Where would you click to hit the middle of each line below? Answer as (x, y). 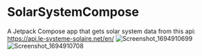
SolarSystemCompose (73, 12)
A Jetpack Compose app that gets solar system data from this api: (101, 31)
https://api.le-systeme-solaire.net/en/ (61, 38)
